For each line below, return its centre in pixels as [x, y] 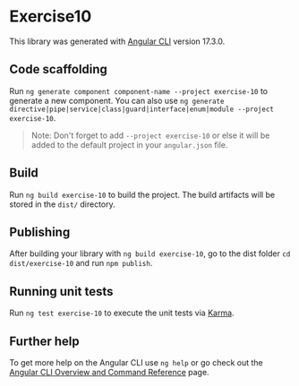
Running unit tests [61, 292]
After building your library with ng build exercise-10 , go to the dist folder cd [150, 253]
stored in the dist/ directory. [63, 204]
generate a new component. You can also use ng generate [117, 100]
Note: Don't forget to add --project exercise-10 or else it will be [150, 135]
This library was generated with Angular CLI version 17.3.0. [117, 41]
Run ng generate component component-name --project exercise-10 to [139, 90]
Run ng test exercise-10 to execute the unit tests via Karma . [122, 313]
